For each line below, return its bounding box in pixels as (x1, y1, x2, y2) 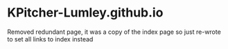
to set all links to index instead (7, 35, 94, 43)
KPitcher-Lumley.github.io (7, 5, 164, 21)
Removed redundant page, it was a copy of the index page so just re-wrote (7, 28, 222, 36)
